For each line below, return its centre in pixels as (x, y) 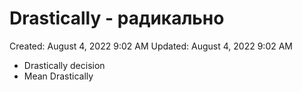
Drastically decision (64, 65)
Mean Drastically (58, 76)
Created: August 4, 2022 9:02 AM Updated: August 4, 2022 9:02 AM (151, 46)
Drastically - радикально (117, 18)
